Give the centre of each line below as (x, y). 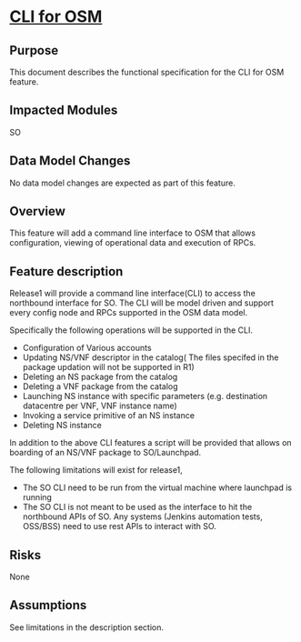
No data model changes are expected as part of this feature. (123, 183)
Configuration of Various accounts (87, 348)
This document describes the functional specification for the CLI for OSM (147, 72)
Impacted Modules (64, 110)
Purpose (34, 50)
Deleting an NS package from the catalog (100, 377)
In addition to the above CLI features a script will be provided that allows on (151, 443)
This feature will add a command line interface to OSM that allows (133, 233)
